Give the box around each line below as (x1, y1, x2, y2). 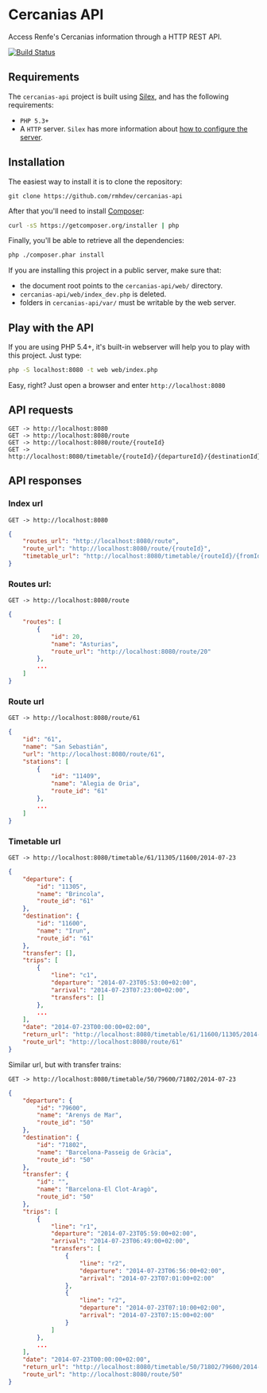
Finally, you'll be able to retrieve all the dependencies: (8, 236, 184, 245)
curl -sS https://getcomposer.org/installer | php (8, 221, 180, 229)
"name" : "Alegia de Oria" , (50, 780, 141, 788)
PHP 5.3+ (19, 117, 49, 125)
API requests (8, 404, 74, 417)
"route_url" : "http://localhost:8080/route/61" (22, 1038, 183, 1047)
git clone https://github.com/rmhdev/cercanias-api (8, 192, 183, 200)
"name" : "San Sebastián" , (22, 742, 109, 750)
